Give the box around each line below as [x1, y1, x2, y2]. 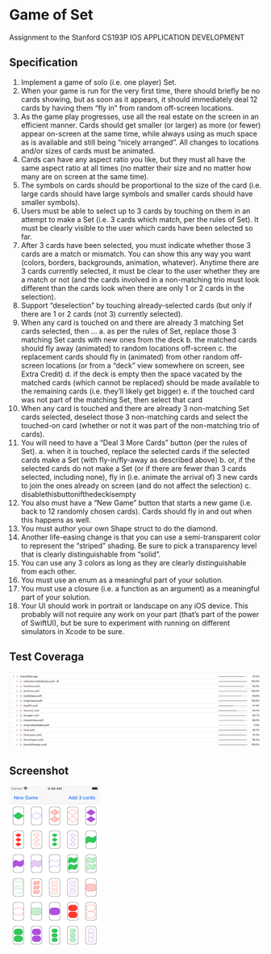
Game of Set [9, 6, 94, 24]
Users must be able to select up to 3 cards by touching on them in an [20, 206, 251, 216]
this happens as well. [20, 515, 91, 524]
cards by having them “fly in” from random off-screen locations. [20, 103, 234, 112]
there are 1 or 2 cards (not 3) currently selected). [20, 309, 184, 318]
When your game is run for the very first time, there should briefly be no [20, 86, 261, 95]
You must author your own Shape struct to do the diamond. [20, 523, 218, 533]
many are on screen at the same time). [20, 171, 149, 181]
